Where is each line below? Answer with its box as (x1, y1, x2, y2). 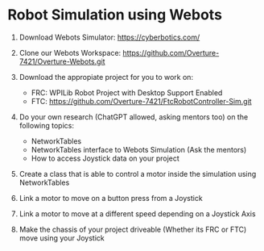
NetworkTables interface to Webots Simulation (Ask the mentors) (31, 144, 247, 154)
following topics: (19, 120, 74, 130)
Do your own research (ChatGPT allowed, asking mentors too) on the (19, 111, 249, 122)
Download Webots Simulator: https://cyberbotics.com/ (19, 32, 200, 42)
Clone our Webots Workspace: (19, 48, 122, 57)
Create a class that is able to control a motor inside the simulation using (19, 169, 257, 178)
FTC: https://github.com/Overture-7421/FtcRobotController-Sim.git (31, 96, 252, 106)
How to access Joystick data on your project (31, 153, 180, 163)
